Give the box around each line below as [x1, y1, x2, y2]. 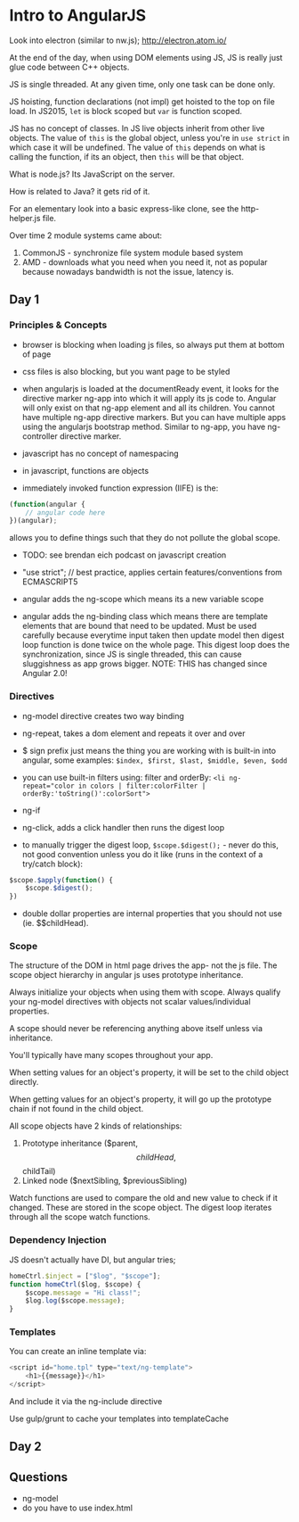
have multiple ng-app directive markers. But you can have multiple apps [21, 411, 287, 422]
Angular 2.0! [21, 668, 69, 679]
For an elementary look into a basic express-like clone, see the [9, 203, 239, 214]
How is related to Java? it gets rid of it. [9, 186, 150, 196]
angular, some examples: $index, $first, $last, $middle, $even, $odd [21, 755, 287, 765]
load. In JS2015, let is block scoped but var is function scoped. [9, 105, 243, 116]
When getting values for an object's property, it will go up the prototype [9, 1094, 272, 1104]
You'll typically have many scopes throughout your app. [9, 1050, 214, 1061]
